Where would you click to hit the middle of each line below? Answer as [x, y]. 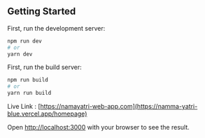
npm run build [28, 80]
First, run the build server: [44, 67]
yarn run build [29, 93]
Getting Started [42, 11]
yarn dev [20, 54]
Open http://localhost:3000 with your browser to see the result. [99, 128]
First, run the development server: [56, 28]
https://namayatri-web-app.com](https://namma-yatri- [119, 107]
